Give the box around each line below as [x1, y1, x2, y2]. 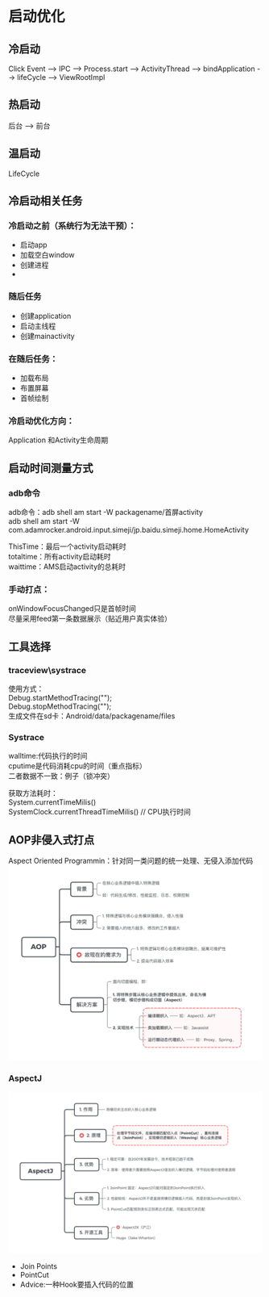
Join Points [19, 1261, 58, 1271]
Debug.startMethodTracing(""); [8, 692, 113, 702]
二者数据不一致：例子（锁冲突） [8, 772, 114, 781]
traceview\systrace [8, 664, 87, 676]
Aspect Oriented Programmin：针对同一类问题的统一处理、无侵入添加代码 [8, 856, 254, 865]
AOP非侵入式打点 [8, 833, 95, 847]
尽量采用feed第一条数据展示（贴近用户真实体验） [8, 614, 172, 624]
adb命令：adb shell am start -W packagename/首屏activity [8, 507, 204, 517]
